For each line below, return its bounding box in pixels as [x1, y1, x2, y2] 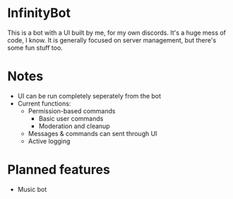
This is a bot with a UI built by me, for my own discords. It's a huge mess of [7, 28, 227, 37]
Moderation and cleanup [38, 122, 111, 130]
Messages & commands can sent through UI [28, 129, 157, 137]
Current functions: [17, 99, 71, 108]
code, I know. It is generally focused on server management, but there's [7, 35, 217, 44]
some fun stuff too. [7, 43, 64, 52]
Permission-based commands [28, 106, 116, 115]
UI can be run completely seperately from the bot [17, 91, 161, 100]
